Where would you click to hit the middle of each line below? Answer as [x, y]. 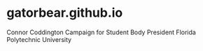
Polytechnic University [39, 39]
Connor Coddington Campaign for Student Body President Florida [101, 32]
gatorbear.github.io [65, 13]
